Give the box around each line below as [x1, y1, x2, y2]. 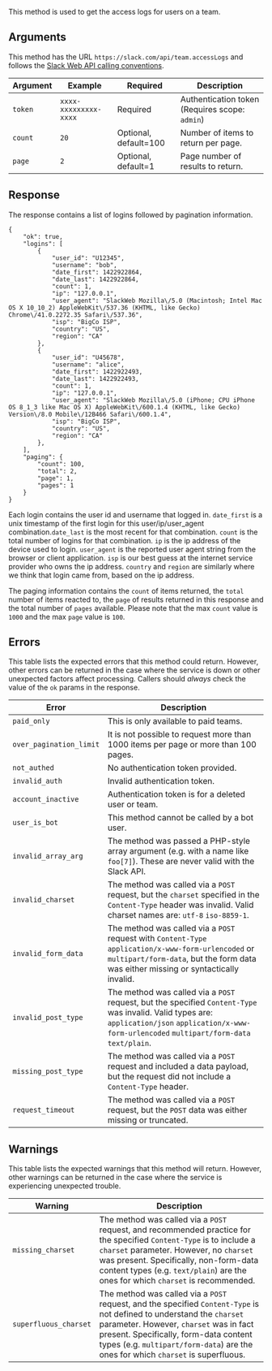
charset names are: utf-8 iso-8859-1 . [107, 910, 249, 921]
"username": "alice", [51, 361, 125, 369]
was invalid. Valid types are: [107, 1007, 213, 1019]
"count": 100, [37, 460, 85, 468]
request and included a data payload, [107, 1061, 249, 1072]
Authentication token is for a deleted [107, 789, 245, 800]
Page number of [180, 150, 242, 162]
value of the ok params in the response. [8, 682, 140, 693]
